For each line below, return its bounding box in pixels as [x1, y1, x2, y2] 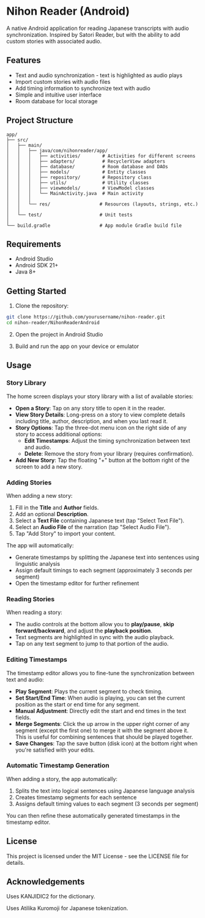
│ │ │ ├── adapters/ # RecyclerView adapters [6, 158, 166, 165]
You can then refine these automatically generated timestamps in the [6, 812, 181, 819]
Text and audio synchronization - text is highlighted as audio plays [15, 72, 182, 79]
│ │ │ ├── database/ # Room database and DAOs [6, 163, 168, 169]
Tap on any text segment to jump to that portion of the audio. [15, 640, 169, 648]
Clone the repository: [15, 302, 69, 309]
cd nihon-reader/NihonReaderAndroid [6, 320, 100, 326]
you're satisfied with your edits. [15, 746, 95, 753]
